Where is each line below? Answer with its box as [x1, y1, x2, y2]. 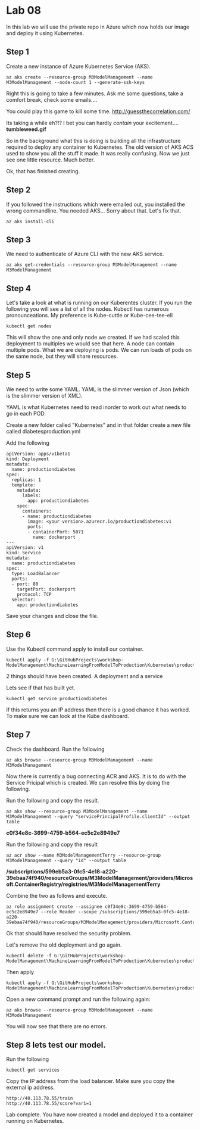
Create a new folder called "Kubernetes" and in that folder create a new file [6, 422, 191, 429]
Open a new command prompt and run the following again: [6, 995, 151, 1003]
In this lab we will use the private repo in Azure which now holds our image [6, 23, 190, 30]
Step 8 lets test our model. [6, 1040, 106, 1050]
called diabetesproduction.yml [6, 428, 81, 435]
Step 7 [6, 730, 31, 740]
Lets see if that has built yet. [6, 684, 76, 691]
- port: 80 [11, 581, 39, 587]
